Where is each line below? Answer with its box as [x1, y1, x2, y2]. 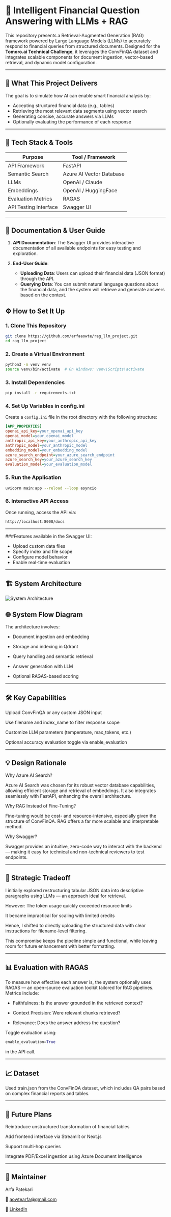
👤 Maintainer [5, 1173, 47, 1181]
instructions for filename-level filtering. [5, 928, 87, 934]
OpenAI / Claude [63, 179, 103, 186]
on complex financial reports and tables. [5, 1091, 90, 1097]
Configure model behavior [12, 553, 68, 560]
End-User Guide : [12, 260, 49, 267]
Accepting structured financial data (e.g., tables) [12, 102, 115, 109]
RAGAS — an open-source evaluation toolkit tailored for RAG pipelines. [5, 984, 154, 991]
